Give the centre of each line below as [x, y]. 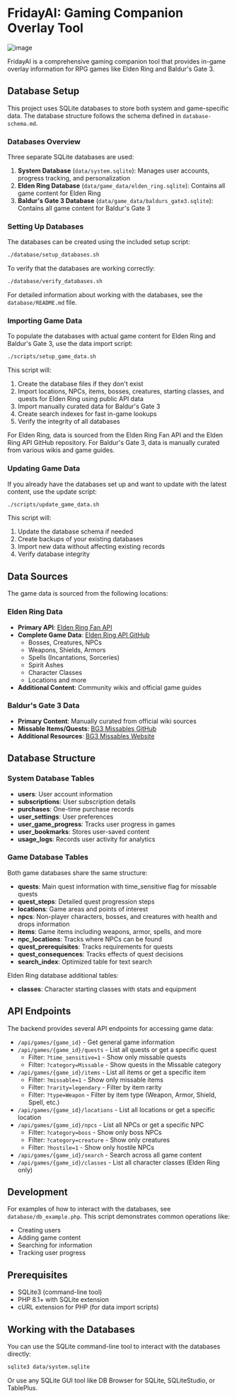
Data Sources [38, 576]
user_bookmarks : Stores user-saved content [83, 831]
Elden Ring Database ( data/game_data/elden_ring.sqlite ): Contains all [121, 186]
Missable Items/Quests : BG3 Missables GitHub [87, 728]
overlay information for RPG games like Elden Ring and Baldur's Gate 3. [111, 69]
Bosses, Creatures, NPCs [65, 642]
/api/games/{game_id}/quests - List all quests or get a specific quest [117, 1049]
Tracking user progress [52, 1253]
